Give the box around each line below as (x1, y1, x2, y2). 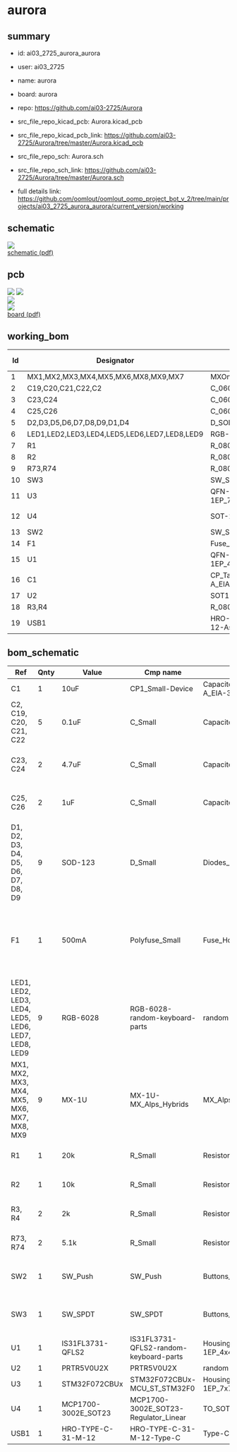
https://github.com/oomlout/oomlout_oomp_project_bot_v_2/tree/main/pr (17, 195, 229, 203)
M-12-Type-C (130, 1433, 181, 1443)
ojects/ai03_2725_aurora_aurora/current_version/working (17, 202, 184, 210)
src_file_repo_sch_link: (17, 166, 83, 174)
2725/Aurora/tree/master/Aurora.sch (17, 174, 125, 181)
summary (7, 30, 51, 42)
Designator (96, 356, 135, 366)
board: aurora (17, 90, 58, 98)
